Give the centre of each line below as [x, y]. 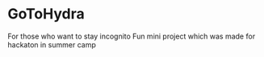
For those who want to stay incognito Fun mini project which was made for [132, 36]
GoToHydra [46, 14]
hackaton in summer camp [52, 44]
